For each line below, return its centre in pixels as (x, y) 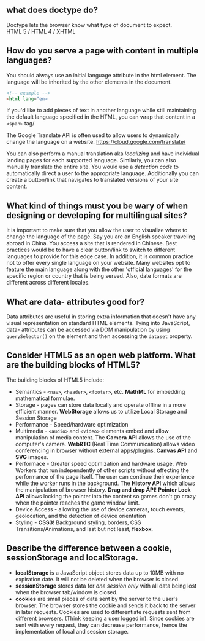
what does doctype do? (52, 10)
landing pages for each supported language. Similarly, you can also (91, 160)
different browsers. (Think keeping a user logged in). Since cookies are (105, 618)
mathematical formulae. (45, 398)
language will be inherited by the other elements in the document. (89, 82)
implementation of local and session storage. (72, 631)
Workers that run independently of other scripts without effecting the (102, 470)
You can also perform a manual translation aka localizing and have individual (103, 154)
